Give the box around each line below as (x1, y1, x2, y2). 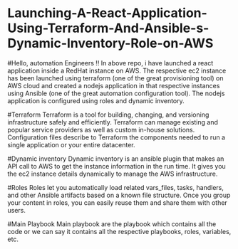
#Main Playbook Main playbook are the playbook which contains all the (7, 219, 217, 228)
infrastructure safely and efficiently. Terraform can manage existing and (7, 117, 219, 126)
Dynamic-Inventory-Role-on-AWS (7, 36, 214, 51)
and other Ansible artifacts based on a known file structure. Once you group (7, 191, 231, 199)
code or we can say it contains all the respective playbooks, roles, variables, (7, 227, 232, 235)
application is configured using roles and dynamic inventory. (7, 96, 185, 105)
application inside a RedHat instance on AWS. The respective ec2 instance (7, 66, 227, 75)
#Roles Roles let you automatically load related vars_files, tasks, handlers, (7, 183, 224, 191)
